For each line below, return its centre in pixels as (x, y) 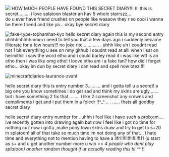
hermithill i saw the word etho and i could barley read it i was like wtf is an (82, 56)
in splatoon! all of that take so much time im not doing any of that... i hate (81, 133)
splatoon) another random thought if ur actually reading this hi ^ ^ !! (75, 149)
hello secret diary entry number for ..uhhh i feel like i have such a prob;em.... (84, 117)
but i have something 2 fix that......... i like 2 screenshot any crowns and (79, 96)
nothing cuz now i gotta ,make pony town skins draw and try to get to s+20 (83, 128)
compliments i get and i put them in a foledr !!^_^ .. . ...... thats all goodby (80, 102)
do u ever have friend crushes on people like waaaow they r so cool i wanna (84, 19)
